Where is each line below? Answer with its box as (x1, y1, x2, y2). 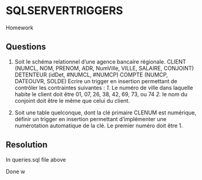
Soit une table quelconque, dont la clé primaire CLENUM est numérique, (14, 108, 196, 116)
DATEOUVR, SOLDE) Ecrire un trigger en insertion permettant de (14, 77, 178, 84)
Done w (6, 168, 26, 175)
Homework (6, 24, 34, 31)
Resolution (6, 140, 48, 150)
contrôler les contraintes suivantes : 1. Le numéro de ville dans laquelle (14, 84, 193, 91)
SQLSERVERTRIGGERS (6, 4, 124, 18)
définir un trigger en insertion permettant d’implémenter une (14, 115, 166, 122)
